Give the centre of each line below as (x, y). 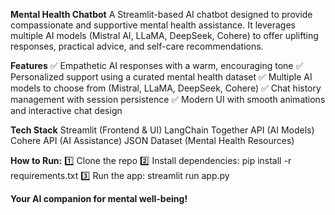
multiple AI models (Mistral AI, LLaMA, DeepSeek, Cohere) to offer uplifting (164, 35)
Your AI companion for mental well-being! (99, 198)
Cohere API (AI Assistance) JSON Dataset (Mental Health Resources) (152, 140)
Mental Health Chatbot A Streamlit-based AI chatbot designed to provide (161, 14)
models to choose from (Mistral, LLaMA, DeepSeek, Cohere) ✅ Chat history (166, 88)
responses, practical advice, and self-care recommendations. (137, 46)
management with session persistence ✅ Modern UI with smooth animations (168, 99)
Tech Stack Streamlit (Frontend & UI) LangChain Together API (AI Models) (162, 130)
